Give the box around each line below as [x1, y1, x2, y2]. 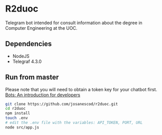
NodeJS [12, 53, 30, 59]
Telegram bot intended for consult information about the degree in [5, 20, 142, 26]
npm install [5, 111, 30, 116]
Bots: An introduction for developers [5, 92, 80, 98]
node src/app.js [5, 124, 39, 130]
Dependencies [5, 40, 52, 48]
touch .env [5, 115, 28, 121]
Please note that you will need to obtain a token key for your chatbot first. [5, 86, 157, 92]
